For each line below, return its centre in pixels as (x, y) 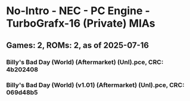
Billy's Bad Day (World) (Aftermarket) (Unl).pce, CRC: (85, 62)
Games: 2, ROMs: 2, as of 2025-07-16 (77, 45)
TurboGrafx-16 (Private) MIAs (81, 23)
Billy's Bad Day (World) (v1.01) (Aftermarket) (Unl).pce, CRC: (95, 85)
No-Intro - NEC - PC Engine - (78, 11)
